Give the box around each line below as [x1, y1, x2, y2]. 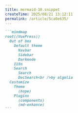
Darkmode [18, 57, 36, 62]
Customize [9, 80, 29, 85]
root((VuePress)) [5, 34, 40, 39]
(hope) [18, 89, 32, 93]
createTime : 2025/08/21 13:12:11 [5, 12, 73, 17]
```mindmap [5, 30, 27, 35]
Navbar [18, 47, 32, 53]
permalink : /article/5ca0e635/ [5, 16, 69, 21]
